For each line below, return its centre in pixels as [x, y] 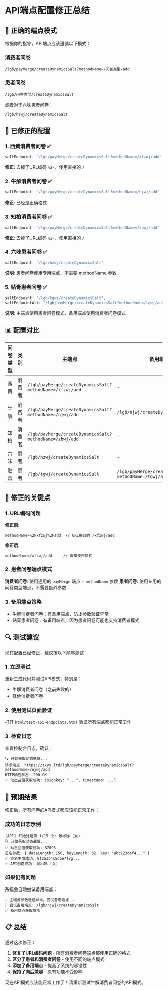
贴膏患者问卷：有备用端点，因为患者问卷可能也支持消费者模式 [76, 620]
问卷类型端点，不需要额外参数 [36, 587]
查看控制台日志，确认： [29, 748]
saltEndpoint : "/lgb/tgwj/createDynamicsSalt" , [56, 298]
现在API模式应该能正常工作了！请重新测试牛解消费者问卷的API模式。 [76, 982]
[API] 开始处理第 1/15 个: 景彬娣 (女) [43, 836]
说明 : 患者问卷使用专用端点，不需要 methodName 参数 [61, 273]
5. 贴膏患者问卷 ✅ [26, 287]
